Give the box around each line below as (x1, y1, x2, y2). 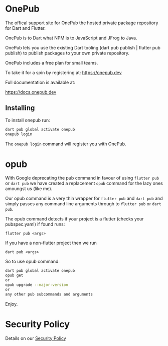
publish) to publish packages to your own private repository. (5, 50, 129, 56)
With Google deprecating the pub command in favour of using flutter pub (5, 175, 159, 181)
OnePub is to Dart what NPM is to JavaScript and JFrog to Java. (5, 35, 137, 41)
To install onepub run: (5, 117, 50, 123)
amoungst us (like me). (5, 186, 53, 192)
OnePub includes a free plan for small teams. (5, 60, 98, 66)
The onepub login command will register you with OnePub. (5, 141, 126, 147)
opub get (5, 273, 24, 278)
